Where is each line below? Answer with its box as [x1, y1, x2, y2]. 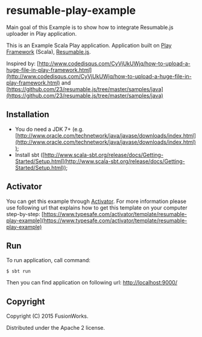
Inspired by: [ [6, 60, 39, 67]
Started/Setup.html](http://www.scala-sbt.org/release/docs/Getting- [14, 158, 185, 165]
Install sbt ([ [14, 151, 45, 158]
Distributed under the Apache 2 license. [6, 324, 106, 332]
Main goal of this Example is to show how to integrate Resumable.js [6, 24, 174, 31]
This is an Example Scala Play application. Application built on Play [6, 42, 172, 49]
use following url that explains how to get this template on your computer [6, 204, 188, 211]
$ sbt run [6, 268, 31, 275]
